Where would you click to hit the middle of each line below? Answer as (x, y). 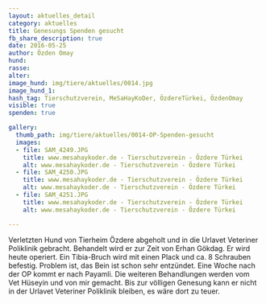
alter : (19, 76)
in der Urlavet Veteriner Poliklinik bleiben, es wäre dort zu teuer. (114, 291)
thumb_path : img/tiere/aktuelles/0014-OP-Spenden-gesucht (115, 135)
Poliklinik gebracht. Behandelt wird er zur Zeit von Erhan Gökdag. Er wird (129, 248)
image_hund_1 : (32, 90)
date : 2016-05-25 (37, 46)
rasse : (19, 68)
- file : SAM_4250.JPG (52, 173)
